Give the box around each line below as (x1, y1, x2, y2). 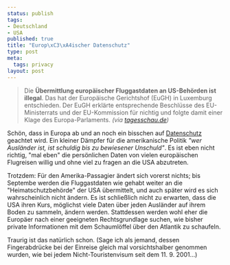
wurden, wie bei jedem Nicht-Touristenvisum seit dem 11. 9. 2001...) (7, 250, 198, 258)
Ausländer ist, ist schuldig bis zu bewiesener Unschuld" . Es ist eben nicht (7, 143, 215, 152)
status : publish (7, 10, 54, 17)
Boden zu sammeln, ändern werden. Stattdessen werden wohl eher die (7, 207, 208, 216)
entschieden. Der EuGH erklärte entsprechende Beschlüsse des (23, 101, 205, 109)
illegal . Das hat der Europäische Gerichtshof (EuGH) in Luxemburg (23, 93, 213, 102)
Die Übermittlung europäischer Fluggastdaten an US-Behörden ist (23, 87, 216, 95)
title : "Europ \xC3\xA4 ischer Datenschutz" (7, 42, 130, 49)
